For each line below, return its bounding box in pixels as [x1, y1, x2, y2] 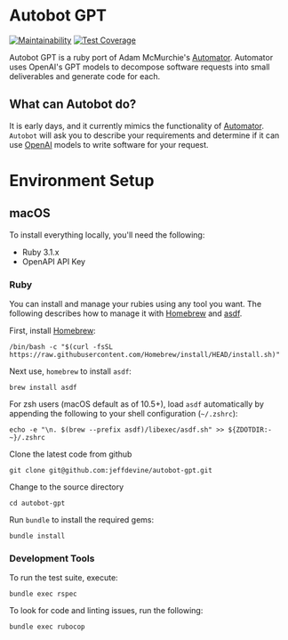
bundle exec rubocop [9, 622, 86, 632]
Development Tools [9, 552, 95, 564]
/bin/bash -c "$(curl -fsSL [9, 343, 114, 352]
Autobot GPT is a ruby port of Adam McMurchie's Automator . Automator [9, 52, 274, 62]
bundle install [9, 531, 66, 541]
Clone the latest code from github [9, 449, 132, 459]
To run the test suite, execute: [9, 572, 118, 583]
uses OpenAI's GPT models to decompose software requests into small [9, 61, 270, 72]
